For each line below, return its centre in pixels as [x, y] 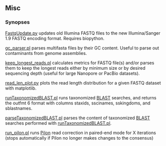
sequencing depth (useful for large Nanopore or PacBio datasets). [73, 73]
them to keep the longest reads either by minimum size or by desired [75, 68]
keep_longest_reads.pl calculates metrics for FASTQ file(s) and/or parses [80, 63]
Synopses [18, 22]
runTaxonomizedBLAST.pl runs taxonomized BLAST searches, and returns [81, 97]
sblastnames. [19, 108]
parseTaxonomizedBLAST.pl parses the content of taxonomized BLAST [78, 118]
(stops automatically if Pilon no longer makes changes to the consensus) [79, 138]
